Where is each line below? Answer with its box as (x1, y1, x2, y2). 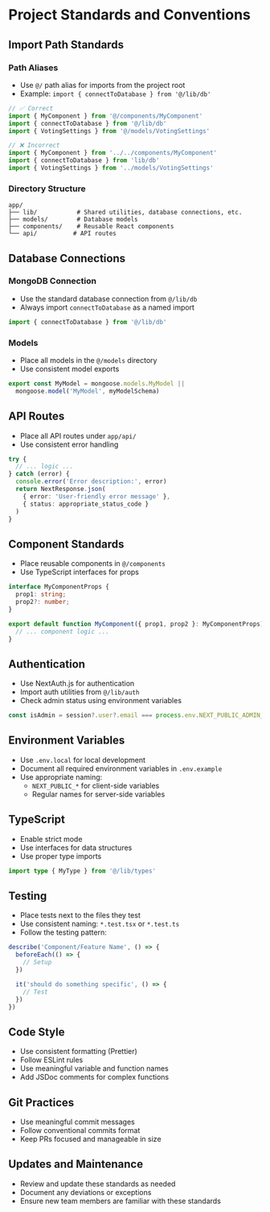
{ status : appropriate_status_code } (22, 500, 149, 508)
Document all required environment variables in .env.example (19, 764, 223, 773)
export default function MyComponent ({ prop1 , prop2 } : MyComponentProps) (8, 619, 264, 628)
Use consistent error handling (19, 439, 119, 449)
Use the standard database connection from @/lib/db (19, 294, 198, 303)
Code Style (8, 1025, 65, 1039)
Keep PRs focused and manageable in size (19, 1135, 162, 1144)
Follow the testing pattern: (19, 927, 107, 937)
